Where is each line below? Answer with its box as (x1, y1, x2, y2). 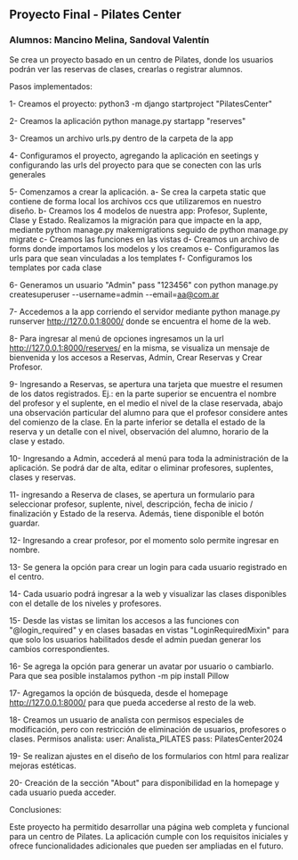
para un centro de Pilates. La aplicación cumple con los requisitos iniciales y (9, 831, 289, 841)
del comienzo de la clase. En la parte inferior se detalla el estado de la (9, 417, 266, 427)
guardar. (9, 517, 40, 528)
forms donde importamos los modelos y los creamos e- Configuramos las (9, 243, 280, 253)
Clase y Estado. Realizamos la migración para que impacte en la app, (9, 214, 262, 226)
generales (9, 169, 46, 179)
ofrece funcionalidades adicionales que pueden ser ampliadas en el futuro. (9, 840, 284, 851)
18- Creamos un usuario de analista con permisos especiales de (9, 714, 245, 725)
